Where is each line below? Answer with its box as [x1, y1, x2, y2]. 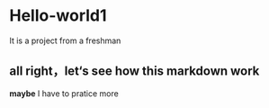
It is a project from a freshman [9, 35, 121, 46]
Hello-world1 [9, 5, 107, 26]
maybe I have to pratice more [9, 87, 119, 99]
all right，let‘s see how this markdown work [9, 64, 260, 79]
